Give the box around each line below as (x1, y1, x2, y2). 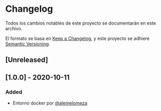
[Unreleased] (5, 56, 49, 64)
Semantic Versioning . (5, 40, 50, 47)
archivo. (5, 25, 22, 31)
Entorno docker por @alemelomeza (12, 100, 88, 106)
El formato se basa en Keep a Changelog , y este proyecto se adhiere (5, 35, 150, 41)
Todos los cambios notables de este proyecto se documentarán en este (5, 20, 156, 26)
